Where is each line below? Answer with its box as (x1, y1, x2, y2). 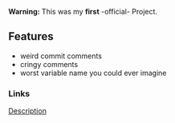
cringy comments (19, 59, 79, 69)
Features (8, 30, 54, 43)
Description (8, 106, 47, 116)
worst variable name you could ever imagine (19, 68, 167, 77)
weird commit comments (19, 51, 103, 61)
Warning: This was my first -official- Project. (8, 7, 158, 16)
